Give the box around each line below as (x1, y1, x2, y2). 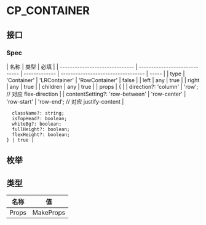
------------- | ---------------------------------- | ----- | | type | (23, 70, 185, 77)
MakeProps (32, 208, 66, 217)
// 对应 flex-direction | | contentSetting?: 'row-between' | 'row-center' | (6, 90, 186, 97)
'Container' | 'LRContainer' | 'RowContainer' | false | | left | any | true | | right (6, 76, 200, 83)
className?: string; (12, 110, 65, 116)
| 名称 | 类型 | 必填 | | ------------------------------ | (6, 63, 138, 71)
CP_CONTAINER (6, 4, 90, 18)
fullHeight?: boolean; (12, 126, 70, 132)
